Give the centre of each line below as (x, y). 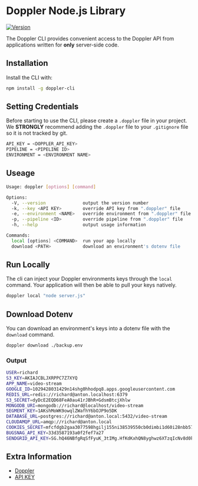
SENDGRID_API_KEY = (29, 438)
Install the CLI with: (29, 77)
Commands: (18, 235)
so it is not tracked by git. (37, 133)
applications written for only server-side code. (62, 45)
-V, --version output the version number (80, 203)
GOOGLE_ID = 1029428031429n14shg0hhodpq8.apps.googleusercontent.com (91, 389)
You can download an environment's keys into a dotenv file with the (88, 328)
